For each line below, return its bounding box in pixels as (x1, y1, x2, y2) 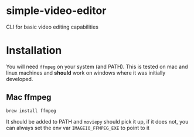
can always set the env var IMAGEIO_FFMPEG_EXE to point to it (6, 124, 150, 131)
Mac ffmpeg (6, 92, 52, 103)
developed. (6, 75, 33, 82)
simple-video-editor (6, 4, 107, 17)
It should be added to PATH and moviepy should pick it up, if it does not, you (6, 118, 189, 125)
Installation (6, 44, 62, 57)
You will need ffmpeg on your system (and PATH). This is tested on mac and (6, 63, 189, 70)
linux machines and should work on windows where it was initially (6, 69, 166, 76)
